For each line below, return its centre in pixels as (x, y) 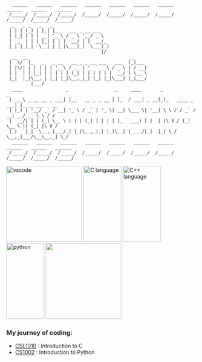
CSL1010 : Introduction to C (49, 346)
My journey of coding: (39, 332)
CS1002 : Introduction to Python (55, 352)
